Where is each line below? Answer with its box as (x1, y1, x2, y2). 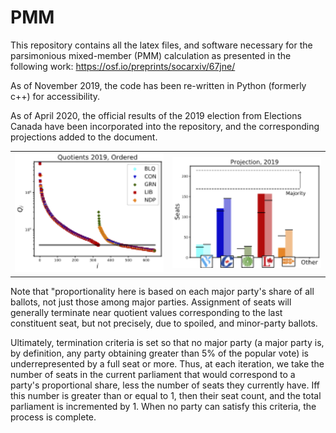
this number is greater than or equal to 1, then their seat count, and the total (10, 389, 322, 401)
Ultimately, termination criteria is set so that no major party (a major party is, (10, 336, 325, 348)
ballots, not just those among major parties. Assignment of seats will (10, 296, 292, 308)
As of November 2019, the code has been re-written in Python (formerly (10, 79, 307, 91)
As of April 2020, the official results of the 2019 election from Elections (10, 109, 302, 121)
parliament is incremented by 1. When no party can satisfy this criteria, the (10, 400, 317, 412)
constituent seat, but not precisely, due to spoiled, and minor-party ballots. (10, 317, 318, 329)
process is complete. (10, 411, 97, 423)
